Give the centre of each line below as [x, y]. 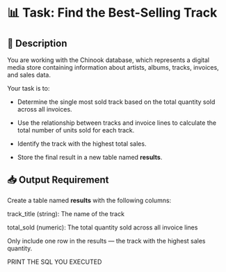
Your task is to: [29, 88]
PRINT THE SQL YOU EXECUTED [55, 262]
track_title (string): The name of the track [66, 213]
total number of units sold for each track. [76, 130]
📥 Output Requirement [58, 180]
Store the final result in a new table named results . [90, 157]
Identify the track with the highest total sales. [82, 144]
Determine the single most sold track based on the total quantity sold [116, 102]
